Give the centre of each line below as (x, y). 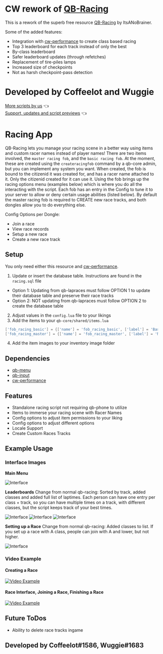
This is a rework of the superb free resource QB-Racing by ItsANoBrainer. (79, 22)
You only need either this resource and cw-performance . (62, 266)
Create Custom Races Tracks (41, 433)
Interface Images (25, 462)
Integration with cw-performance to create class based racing (74, 41)
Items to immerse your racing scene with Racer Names (67, 413)
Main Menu (16, 473)
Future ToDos (26, 618)
